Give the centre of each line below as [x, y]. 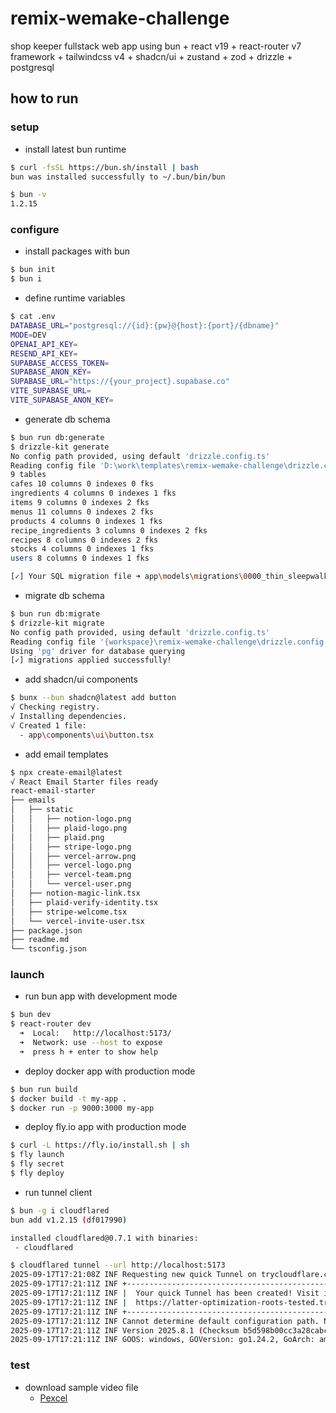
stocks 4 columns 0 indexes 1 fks [82, 549]
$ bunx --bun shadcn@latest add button [93, 698]
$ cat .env [33, 317]
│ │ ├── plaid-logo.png [69, 828]
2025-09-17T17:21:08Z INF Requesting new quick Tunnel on [133, 1275]
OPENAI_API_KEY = [44, 344]
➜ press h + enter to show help [89, 1052]
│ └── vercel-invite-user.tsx [77, 921]
